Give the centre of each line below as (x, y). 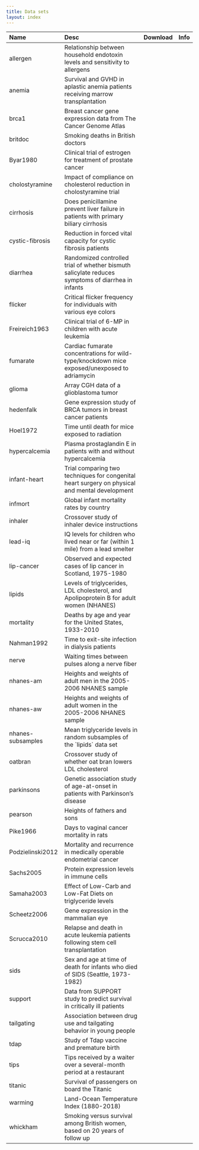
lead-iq (20, 541)
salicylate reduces (90, 272)
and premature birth (92, 1047)
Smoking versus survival (98, 1116)
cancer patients (86, 417)
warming (21, 1102)
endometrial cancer (92, 859)
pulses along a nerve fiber (101, 663)
